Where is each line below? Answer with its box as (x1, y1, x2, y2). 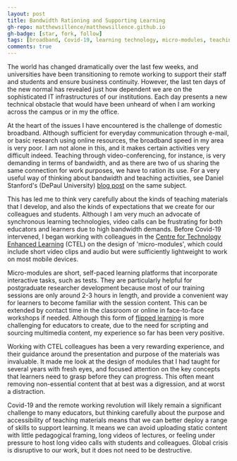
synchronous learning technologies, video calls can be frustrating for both (7, 217, 223, 226)
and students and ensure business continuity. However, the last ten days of (7, 78, 226, 85)
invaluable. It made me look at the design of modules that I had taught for (7, 357, 220, 366)
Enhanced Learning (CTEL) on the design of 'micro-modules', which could (7, 240, 224, 248)
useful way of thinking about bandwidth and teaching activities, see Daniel (7, 174, 224, 182)
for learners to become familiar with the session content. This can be (7, 299, 208, 307)
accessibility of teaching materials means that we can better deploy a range (7, 416, 228, 424)
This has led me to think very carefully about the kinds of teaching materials (7, 195, 228, 203)
